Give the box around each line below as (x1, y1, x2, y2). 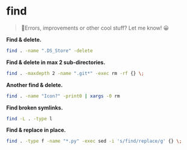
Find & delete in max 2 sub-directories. (6, 59, 106, 66)
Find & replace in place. (6, 126, 66, 134)
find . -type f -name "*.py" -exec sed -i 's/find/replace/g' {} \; (6, 138, 182, 145)
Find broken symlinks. (6, 104, 63, 111)
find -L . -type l (6, 116, 52, 122)
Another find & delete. (6, 81, 63, 88)
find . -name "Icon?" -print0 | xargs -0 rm (6, 93, 120, 99)
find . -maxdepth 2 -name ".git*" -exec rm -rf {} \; (6, 70, 145, 76)
